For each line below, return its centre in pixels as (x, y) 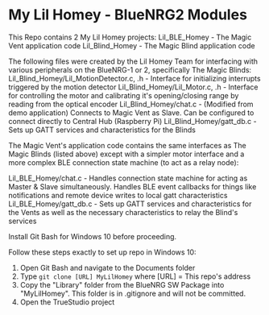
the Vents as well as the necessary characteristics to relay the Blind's (123, 212)
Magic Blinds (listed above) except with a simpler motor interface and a (126, 154)
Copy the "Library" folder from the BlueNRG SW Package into (122, 284)
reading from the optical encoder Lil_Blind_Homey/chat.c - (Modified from (131, 104)
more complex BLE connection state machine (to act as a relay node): (124, 162)
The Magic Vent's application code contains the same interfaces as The (128, 145)
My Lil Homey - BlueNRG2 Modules (128, 15)
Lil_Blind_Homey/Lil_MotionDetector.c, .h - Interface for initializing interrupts (134, 78)
